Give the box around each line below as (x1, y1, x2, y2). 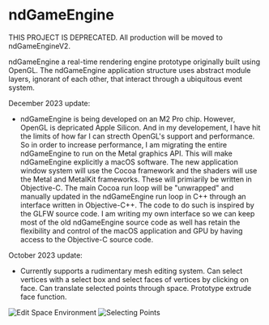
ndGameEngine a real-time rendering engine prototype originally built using (8, 57, 261, 66)
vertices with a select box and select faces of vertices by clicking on (19, 274, 250, 284)
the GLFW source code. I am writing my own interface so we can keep (19, 208, 255, 218)
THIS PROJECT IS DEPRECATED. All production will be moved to (8, 32, 223, 42)
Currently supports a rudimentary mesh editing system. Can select (19, 266, 243, 276)
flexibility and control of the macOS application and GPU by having (19, 225, 243, 236)
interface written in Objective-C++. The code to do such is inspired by (19, 200, 255, 210)
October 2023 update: (8, 250, 83, 260)
